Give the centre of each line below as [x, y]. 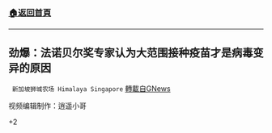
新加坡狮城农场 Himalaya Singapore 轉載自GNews [91, 89]
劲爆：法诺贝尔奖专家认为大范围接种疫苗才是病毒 [131, 53]
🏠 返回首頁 [30, 12]
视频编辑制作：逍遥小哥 [47, 106]
